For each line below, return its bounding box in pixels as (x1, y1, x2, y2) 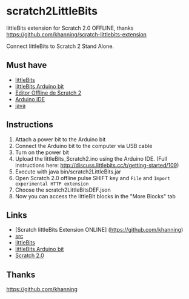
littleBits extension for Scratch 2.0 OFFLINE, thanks (6, 24, 134, 32)
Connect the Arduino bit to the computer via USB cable (15, 142, 153, 149)
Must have (6, 60, 47, 70)
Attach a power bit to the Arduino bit (15, 135, 106, 143)
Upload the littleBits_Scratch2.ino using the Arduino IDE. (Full (15, 155, 168, 162)
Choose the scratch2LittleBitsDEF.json (15, 186, 111, 193)
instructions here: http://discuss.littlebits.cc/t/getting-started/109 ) (15, 161, 179, 169)
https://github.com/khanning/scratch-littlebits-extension (6, 30, 147, 38)
